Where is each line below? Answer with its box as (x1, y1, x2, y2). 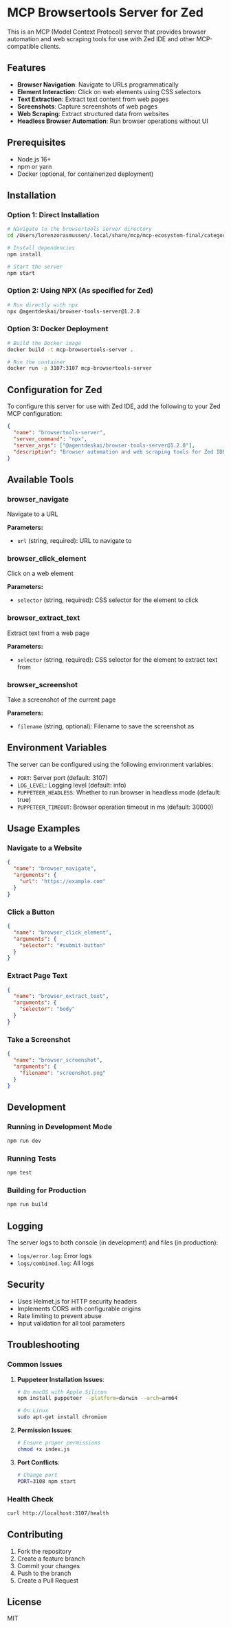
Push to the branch (16, 1569, 71, 1577)
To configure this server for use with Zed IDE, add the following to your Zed (7, 402, 221, 410)
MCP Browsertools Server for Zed (7, 5, 204, 21)
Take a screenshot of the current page (7, 695, 116, 704)
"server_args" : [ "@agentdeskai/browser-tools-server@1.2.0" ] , (13, 442, 195, 449)
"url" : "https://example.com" (19, 878, 107, 885)
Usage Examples (7, 823, 80, 834)
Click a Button (7, 907, 55, 917)
